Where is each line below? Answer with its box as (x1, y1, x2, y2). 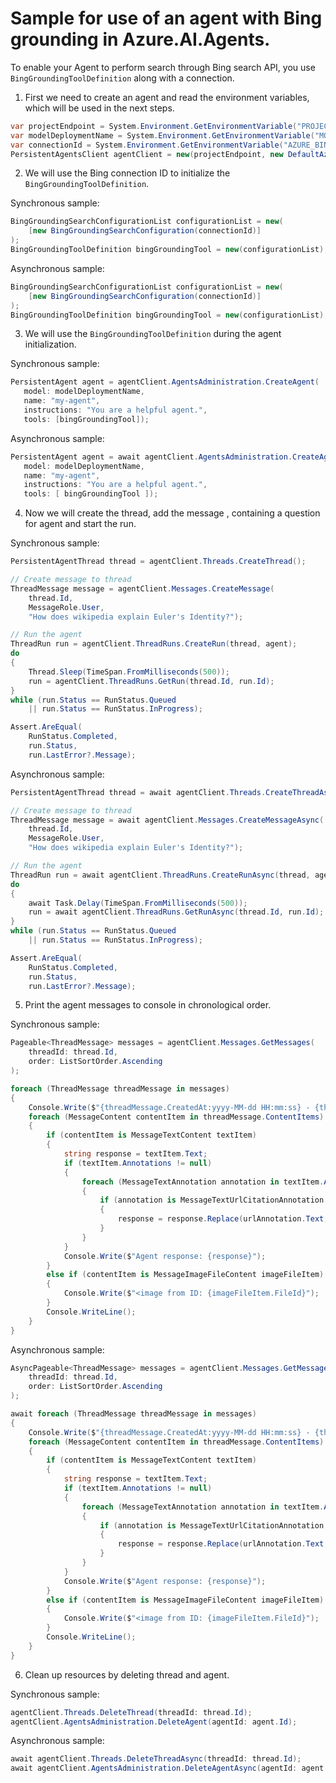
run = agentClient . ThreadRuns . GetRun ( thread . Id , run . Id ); (28, 676, 275, 686)
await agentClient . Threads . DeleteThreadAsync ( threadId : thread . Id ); (10, 1754, 302, 1764)
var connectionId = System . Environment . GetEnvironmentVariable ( (10, 140, 284, 150)
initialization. (24, 338, 77, 351)
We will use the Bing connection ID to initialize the (24, 167, 231, 179)
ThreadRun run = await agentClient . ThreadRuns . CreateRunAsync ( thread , (10, 870, 311, 880)
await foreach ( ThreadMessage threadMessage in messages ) (10, 1409, 257, 1419)
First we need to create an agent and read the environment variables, (24, 91, 310, 103)
